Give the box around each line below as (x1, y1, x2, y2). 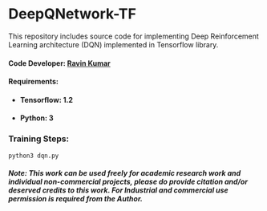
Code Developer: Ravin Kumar (8, 58, 111, 68)
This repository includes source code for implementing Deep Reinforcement (8, 31, 259, 41)
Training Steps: (8, 133, 70, 144)
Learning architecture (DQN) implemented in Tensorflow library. (8, 39, 219, 49)
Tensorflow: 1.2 (19, 95, 74, 104)
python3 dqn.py (8, 152, 59, 160)
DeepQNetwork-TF (8, 5, 136, 23)
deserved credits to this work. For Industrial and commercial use (8, 185, 229, 195)
